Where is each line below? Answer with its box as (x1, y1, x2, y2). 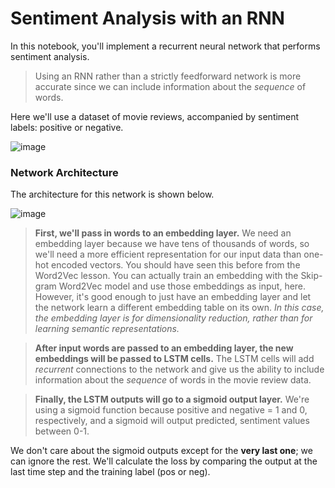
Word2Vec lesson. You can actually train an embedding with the (34, 270, 299, 282)
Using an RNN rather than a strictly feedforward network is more (34, 70, 302, 82)
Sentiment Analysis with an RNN (10, 7, 285, 30)
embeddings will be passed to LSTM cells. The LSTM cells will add (34, 353, 315, 365)
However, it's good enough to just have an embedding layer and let (34, 291, 312, 303)
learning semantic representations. (34, 323, 180, 335)
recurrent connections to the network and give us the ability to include (34, 363, 325, 376)
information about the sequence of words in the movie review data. (34, 374, 312, 386)
